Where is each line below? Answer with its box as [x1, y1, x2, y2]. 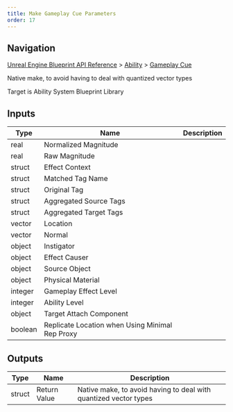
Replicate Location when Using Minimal [44, 320, 173, 330]
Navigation [7, 42, 55, 54]
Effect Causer [44, 252, 89, 262]
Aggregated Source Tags [44, 196, 126, 206]
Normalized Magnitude [44, 140, 119, 150]
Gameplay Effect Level [44, 286, 118, 296]
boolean [10, 325, 37, 334]
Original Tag [44, 185, 84, 195]
